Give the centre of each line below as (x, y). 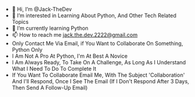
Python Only (27, 50)
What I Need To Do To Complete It (54, 69)
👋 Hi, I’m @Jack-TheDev (42, 9)
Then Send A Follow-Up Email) (50, 87)
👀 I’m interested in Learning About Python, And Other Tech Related (94, 15)
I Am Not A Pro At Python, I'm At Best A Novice (70, 56)
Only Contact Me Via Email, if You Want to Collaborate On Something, (97, 43)
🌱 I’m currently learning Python (50, 28)
